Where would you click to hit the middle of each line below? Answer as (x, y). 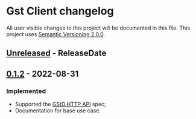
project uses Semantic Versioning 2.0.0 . (56, 34)
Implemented (26, 91)
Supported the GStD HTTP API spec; (61, 105)
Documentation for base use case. (58, 111)
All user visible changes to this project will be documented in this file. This (98, 28)
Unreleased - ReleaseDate (56, 53)
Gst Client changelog (60, 11)
